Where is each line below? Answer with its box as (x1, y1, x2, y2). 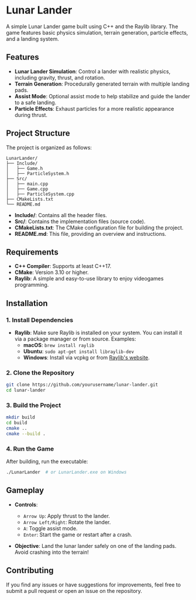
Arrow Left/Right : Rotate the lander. (23, 519, 111, 526)
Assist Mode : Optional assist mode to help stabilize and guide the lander (14, 92, 190, 100)
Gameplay (6, 485, 44, 495)
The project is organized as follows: (6, 144, 92, 151)
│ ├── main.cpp (6, 181, 49, 187)
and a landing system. (6, 35, 60, 42)
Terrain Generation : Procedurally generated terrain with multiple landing (14, 80, 190, 87)
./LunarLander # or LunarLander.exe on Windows (6, 469, 127, 475)
